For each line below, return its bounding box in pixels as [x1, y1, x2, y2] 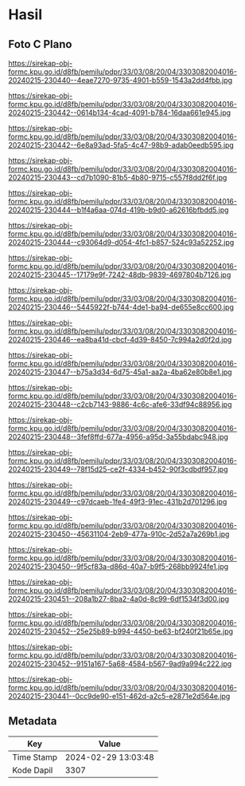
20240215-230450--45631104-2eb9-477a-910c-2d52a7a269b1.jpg [8, 529, 230, 539]
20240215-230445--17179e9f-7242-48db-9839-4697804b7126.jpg [8, 270, 231, 279]
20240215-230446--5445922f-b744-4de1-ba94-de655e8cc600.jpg [8, 302, 235, 312]
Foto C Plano [8, 38, 72, 51]
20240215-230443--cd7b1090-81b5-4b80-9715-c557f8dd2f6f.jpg [8, 173, 227, 182]
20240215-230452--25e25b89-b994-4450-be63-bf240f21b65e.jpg [8, 626, 233, 636]
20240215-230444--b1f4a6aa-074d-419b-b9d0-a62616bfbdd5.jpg [8, 205, 229, 215]
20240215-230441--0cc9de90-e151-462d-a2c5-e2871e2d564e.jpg [8, 692, 231, 701]
